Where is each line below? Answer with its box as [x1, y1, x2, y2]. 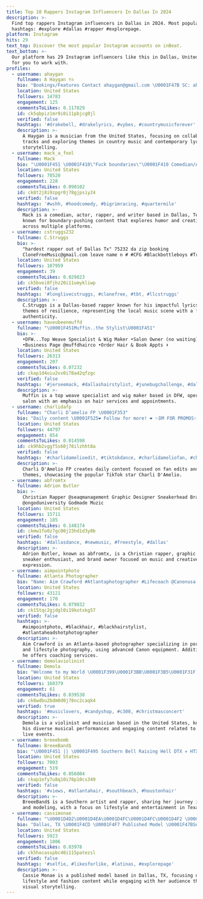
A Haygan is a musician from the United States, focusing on [22, 133, 180, 140]
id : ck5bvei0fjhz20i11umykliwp [17, 280, 96, 286]
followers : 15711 [17, 511, 61, 517]
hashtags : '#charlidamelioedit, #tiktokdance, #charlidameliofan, [17, 455, 188, 461]
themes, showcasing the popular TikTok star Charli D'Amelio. [22, 472, 182, 478]
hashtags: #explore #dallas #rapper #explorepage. [11, 25, 142, 32]
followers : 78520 [17, 172, 61, 179]
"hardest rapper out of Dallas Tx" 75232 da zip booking [22, 246, 169, 252]
